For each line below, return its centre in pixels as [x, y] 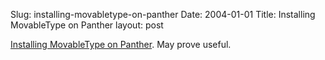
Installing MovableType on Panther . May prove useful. [121, 44]
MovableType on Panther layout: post [87, 25]
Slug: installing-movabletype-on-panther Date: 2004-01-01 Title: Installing [163, 14]
